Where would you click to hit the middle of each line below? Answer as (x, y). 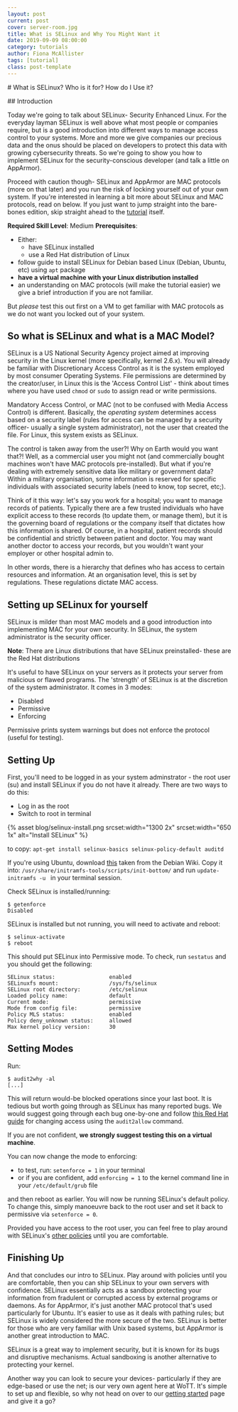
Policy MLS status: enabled (70, 1015)
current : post (28, 21)
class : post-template (39, 67)
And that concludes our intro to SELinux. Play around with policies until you (117, 1275)
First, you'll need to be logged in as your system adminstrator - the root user (119, 778)
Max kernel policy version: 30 (61, 1027)
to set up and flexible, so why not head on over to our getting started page (116, 1393)
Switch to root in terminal (54, 814)
